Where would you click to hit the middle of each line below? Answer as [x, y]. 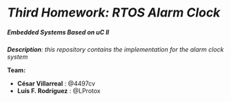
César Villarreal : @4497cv [56, 83]
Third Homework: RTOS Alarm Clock [114, 13]
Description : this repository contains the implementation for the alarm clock [115, 50]
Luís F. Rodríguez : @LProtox [59, 91]
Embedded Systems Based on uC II [58, 32]
